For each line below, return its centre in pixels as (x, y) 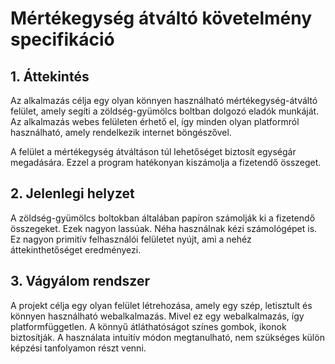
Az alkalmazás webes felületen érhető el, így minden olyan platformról (155, 121)
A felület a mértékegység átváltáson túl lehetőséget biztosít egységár (153, 151)
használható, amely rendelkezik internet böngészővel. (121, 132)
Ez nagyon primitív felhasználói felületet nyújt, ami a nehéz (131, 239)
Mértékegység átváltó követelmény (161, 18)
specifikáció (62, 39)
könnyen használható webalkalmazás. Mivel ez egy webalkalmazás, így (157, 316)
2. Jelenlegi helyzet (72, 193)
